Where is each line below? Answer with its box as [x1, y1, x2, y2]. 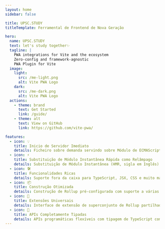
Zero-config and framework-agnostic [14, 57, 89, 62]
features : [5, 134, 26, 139]
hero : [5, 34, 16, 39]
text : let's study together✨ [9, 43, 70, 48]
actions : [9, 98, 27, 103]
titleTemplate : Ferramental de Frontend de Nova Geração [5, 25, 124, 30]
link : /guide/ [18, 112, 48, 117]
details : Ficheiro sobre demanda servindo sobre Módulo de [14, 148, 137, 153]
